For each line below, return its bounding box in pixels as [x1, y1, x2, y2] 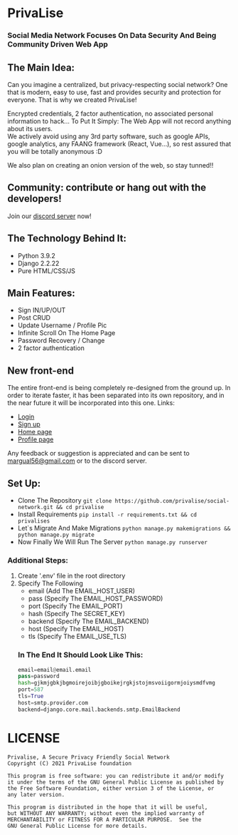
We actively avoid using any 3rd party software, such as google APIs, [7, 132, 211, 140]
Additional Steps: [7, 555, 69, 565]
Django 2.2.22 [17, 259, 60, 267]
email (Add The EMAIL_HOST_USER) [28, 587, 136, 595]
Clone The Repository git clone [17, 496, 112, 504]
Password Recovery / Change [17, 337, 105, 345]
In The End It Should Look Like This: [17, 650, 144, 660]
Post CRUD [17, 314, 51, 322]
